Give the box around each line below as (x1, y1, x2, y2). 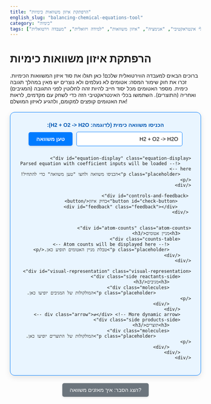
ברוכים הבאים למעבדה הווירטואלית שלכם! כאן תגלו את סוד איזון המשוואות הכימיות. (10, 72, 199, 79)
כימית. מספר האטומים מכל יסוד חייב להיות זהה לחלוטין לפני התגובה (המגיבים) (10, 85, 188, 92)
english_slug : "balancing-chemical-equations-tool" (10, 15, 143, 21)
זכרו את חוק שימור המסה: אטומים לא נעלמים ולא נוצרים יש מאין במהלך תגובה (10, 78, 187, 86)
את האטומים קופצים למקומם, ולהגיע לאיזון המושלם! (10, 98, 128, 105)
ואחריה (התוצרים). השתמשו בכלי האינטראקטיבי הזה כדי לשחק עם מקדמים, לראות (10, 92, 196, 99)
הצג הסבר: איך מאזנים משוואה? (69, 386, 142, 394)
